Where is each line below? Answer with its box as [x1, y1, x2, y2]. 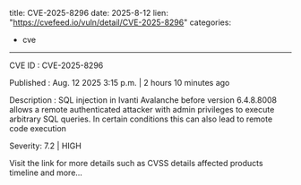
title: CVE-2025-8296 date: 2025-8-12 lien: [9, 8, 168, 18]
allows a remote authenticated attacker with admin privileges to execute [9, 105, 275, 114]
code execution [9, 123, 67, 133]
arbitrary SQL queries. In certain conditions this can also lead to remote [9, 114, 273, 124]
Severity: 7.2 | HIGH [9, 140, 82, 151]
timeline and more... [9, 167, 83, 178]
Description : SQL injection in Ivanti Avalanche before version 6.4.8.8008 [9, 95, 278, 105]
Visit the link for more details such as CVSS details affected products [9, 158, 263, 168]
